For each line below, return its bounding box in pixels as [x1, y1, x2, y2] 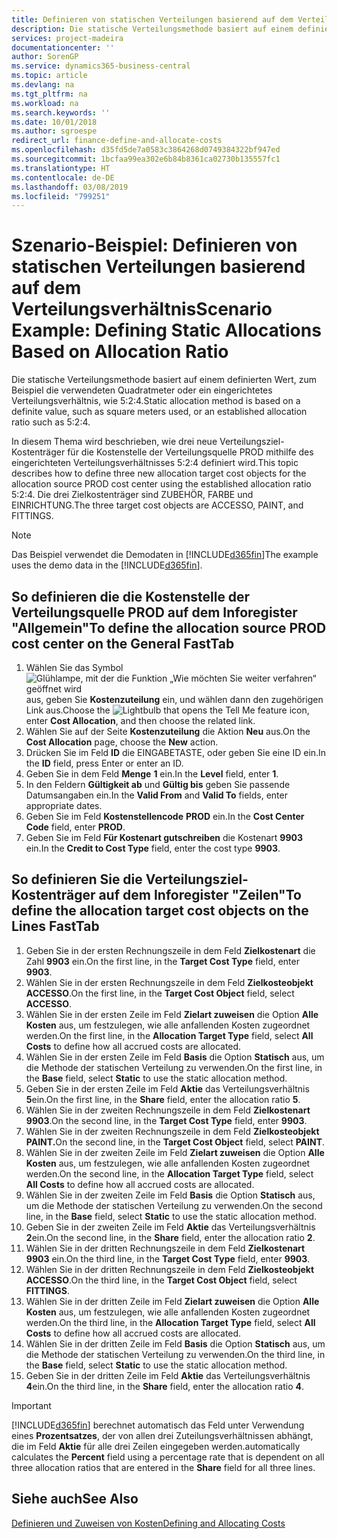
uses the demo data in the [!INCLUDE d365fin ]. [11, 559, 203, 571]
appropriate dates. [25, 800, 103, 811]
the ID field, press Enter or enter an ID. [25, 757, 184, 769]
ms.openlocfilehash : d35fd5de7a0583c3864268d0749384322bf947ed [11, 145, 281, 155]
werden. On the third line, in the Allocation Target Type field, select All [25, 1316, 316, 1328]
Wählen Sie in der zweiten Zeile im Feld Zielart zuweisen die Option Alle [25, 1146, 325, 1158]
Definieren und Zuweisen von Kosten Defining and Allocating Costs [11, 1517, 286, 1529]
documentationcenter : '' [11, 42, 115, 53]
